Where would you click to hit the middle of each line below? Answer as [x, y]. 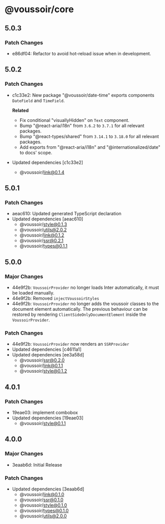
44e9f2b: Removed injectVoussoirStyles [55, 298]
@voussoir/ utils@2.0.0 [43, 516]
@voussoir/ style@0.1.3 [43, 224]
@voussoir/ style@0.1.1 [43, 423]
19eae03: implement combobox [45, 412]
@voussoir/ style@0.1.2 [43, 371]
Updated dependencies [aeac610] [48, 219]
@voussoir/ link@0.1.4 [42, 172]
